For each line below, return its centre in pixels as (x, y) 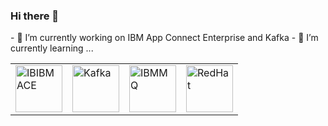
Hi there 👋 (35, 16)
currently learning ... (52, 48)
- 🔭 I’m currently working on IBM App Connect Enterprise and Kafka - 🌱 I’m (164, 38)
